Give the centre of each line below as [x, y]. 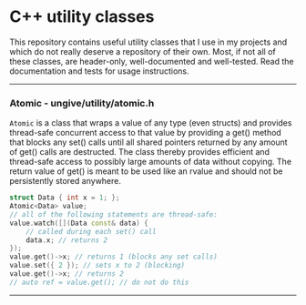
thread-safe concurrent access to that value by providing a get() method [146, 133]
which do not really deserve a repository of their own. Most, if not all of [143, 51]
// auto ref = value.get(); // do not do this [99, 282]
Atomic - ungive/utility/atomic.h [82, 103]
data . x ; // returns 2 [66, 240]
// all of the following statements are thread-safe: [114, 214]
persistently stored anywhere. [65, 181]
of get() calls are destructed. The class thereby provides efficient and [140, 152]
